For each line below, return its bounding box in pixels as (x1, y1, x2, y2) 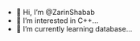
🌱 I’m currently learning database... (15, 24, 133, 33)
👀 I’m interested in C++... (15, 16, 99, 25)
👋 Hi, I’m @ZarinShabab (15, 8, 95, 17)
